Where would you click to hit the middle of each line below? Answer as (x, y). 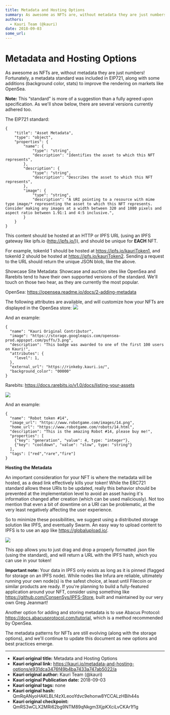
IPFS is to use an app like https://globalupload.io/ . (57, 530)
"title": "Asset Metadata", (44, 133)
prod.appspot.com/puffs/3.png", (39, 340)
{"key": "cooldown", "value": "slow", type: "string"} (73, 445)
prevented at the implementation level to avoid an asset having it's (74, 493)
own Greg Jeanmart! (27, 602)
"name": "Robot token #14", (39, 418)
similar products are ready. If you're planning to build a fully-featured (77, 586)
